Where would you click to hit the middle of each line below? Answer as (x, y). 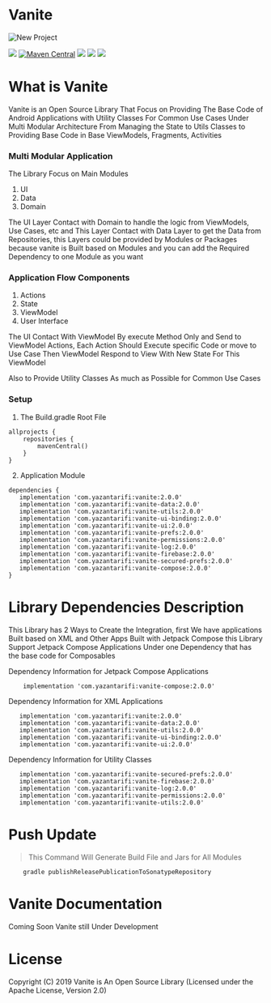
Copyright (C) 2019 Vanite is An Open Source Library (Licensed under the (131, 981)
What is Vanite (58, 87)
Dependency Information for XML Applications (86, 701)
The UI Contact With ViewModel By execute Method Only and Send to (125, 337)
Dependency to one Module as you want (76, 257)
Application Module (53, 475)
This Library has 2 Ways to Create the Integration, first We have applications (135, 630)
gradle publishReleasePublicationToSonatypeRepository (117, 872)
